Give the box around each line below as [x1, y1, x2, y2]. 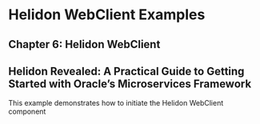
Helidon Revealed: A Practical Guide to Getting [8, 64, 245, 78]
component [8, 106, 46, 117]
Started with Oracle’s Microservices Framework [8, 77, 252, 90]
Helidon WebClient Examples [8, 6, 206, 24]
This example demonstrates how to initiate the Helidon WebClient [8, 98, 224, 108]
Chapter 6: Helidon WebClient [8, 38, 161, 51]
